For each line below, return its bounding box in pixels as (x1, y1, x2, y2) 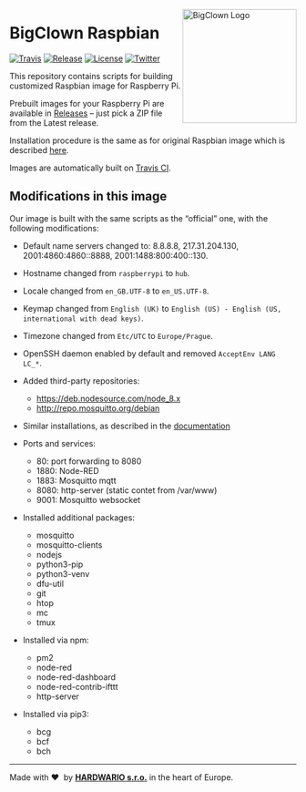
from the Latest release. (9, 117, 99, 128)
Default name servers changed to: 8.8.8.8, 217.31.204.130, (22, 240, 240, 251)
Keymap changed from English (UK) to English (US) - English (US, (22, 303, 282, 314)
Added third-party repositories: (22, 375, 140, 386)
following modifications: (9, 222, 99, 233)
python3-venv (36, 568, 90, 579)
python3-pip (36, 559, 84, 570)
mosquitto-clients (36, 539, 103, 550)
